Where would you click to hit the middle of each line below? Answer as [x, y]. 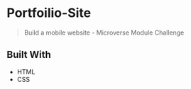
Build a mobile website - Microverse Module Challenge [104, 32]
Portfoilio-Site [49, 13]
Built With [29, 55]
